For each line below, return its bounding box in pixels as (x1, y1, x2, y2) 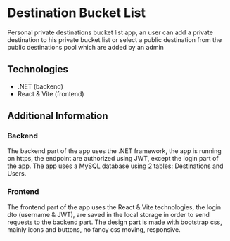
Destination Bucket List (7, 5, 146, 21)
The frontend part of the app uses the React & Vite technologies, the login (7, 202, 222, 211)
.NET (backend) (17, 82, 63, 91)
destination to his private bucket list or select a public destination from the (7, 35, 222, 44)
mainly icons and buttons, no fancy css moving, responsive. (7, 225, 181, 233)
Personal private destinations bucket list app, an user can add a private (7, 28, 213, 37)
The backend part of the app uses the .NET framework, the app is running (7, 147, 222, 155)
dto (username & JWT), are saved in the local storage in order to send (7, 210, 210, 219)
